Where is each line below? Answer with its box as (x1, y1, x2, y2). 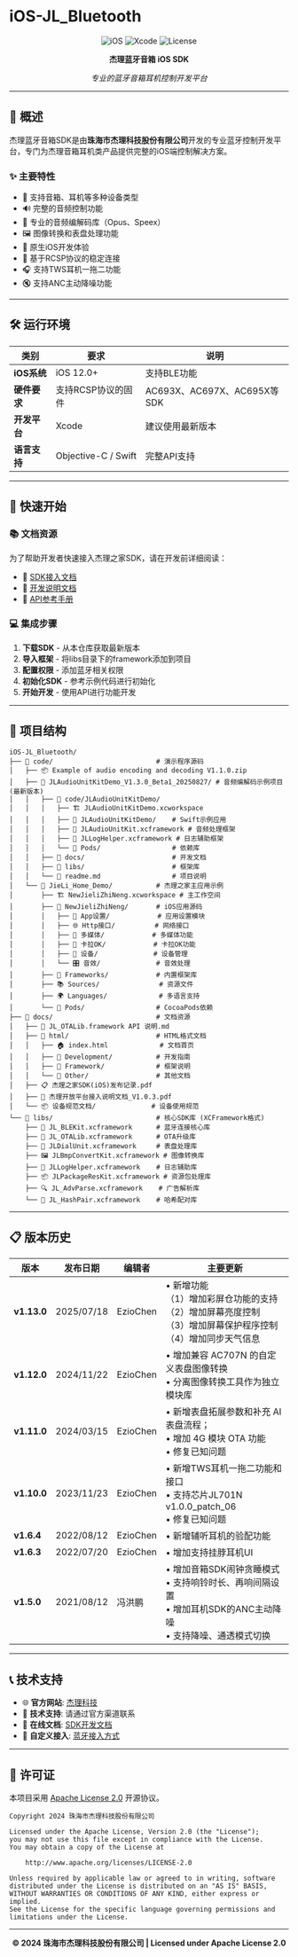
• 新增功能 (165, 1280, 209, 1292)
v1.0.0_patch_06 (165, 1500, 237, 1513)
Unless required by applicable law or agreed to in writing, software (9, 1874, 276, 1883)
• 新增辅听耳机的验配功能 (165, 1530, 271, 1542)
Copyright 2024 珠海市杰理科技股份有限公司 (9, 1812, 155, 1821)
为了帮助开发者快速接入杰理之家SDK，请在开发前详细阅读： (9, 552, 228, 563)
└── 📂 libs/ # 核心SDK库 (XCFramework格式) (9, 1113, 265, 1123)
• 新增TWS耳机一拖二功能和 (165, 1462, 282, 1475)
